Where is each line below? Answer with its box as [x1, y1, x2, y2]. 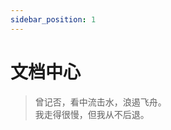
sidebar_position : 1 [10, 14, 97, 25]
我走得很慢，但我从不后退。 [34, 108, 150, 120]
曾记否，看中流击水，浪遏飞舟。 [34, 96, 167, 108]
